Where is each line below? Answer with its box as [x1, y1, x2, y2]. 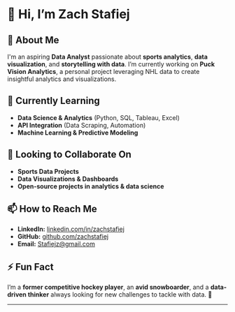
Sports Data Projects [17, 167, 79, 175]
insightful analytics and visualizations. [7, 75, 117, 83]
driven [7, 290, 27, 299]
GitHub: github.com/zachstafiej [17, 232, 109, 241]
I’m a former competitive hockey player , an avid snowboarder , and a [7, 283, 209, 292]
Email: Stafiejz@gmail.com [17, 240, 96, 248]
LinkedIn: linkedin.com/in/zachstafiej [17, 225, 124, 233]
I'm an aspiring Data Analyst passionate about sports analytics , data [7, 52, 208, 61]
